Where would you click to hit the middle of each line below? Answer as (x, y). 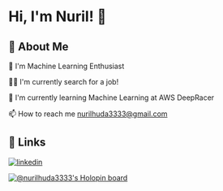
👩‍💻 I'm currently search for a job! (64, 82)
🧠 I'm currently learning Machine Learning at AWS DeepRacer (111, 98)
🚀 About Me (39, 47)
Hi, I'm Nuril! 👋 (58, 17)
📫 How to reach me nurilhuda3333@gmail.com (88, 114)
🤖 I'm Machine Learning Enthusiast (66, 66)
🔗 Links (27, 143)
